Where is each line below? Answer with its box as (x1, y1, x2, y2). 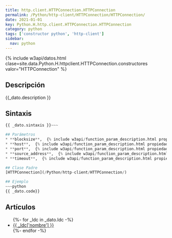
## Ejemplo (5, 179, 29, 185)
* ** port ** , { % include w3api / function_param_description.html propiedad (5, 146, 168, 151)
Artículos (5, 203, 36, 212)
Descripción (5, 81, 45, 90)
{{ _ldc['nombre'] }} (12, 222, 54, 228)
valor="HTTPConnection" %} (5, 66, 68, 72)
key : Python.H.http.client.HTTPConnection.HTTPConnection (5, 22, 132, 27)
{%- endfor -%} (12, 227, 47, 233)
